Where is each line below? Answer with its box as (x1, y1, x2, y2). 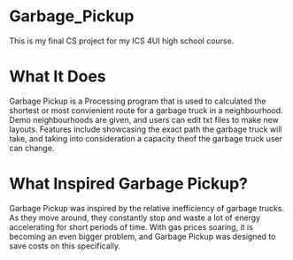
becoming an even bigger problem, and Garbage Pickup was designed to (9, 231, 276, 241)
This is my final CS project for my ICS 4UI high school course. (9, 35, 235, 46)
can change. (9, 142, 55, 153)
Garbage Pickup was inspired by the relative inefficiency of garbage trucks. (9, 203, 285, 213)
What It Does (9, 66, 106, 87)
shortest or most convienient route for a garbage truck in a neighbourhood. (9, 104, 283, 116)
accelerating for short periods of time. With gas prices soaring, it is (9, 221, 254, 232)
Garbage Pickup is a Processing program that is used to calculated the (9, 96, 266, 106)
